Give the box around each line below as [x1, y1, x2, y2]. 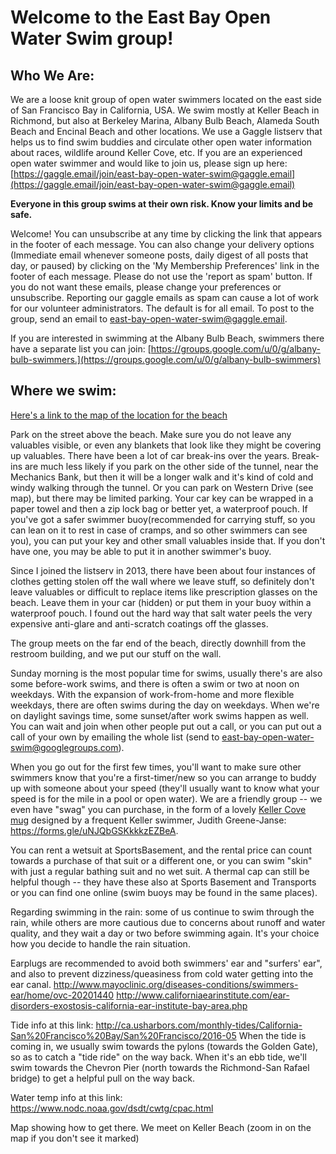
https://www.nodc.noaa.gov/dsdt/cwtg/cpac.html [10, 1102, 214, 1114]
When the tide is [238, 1029, 307, 1041]
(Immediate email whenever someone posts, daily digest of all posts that [10, 249, 309, 261]
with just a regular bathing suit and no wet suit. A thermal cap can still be [10, 865, 310, 877]
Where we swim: [10, 382, 117, 400]
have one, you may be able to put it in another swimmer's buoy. [10, 545, 272, 557]
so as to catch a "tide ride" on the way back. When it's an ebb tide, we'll [10, 1051, 307, 1063]
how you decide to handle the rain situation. [10, 937, 191, 950]
